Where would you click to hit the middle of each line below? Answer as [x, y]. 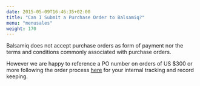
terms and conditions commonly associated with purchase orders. [89, 52]
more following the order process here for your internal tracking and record [100, 70]
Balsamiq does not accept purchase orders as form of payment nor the [95, 46]
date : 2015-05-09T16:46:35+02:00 [48, 12]
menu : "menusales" [29, 23]
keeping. [17, 76]
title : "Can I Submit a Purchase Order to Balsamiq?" [76, 17]
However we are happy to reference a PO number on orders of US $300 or [99, 64]
